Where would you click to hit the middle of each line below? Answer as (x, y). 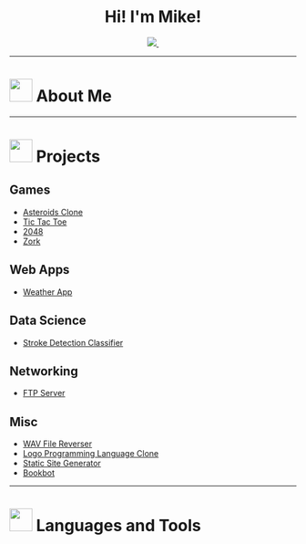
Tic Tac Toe (45, 222)
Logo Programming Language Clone (91, 454)
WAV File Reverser (57, 444)
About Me (74, 96)
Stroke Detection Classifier (73, 342)
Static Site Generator (62, 464)
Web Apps (40, 270)
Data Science (48, 321)
